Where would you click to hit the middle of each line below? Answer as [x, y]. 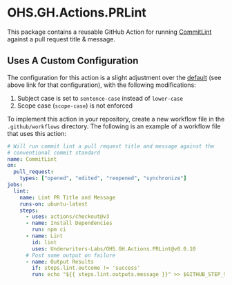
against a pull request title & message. [61, 39]
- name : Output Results [60, 262]
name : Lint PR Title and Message [68, 197]
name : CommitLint [32, 159]
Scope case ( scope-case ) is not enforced [75, 106]
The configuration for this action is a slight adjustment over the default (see [114, 77]
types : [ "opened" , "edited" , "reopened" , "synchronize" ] [103, 178]
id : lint [45, 242]
